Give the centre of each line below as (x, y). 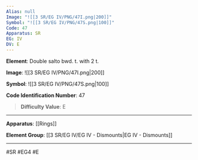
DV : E (13, 45)
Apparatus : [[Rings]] (32, 124)
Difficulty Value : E (43, 106)
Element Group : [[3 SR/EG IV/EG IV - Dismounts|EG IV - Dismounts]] (89, 135)
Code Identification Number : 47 (46, 95)
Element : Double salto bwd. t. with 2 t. (52, 61)
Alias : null (21, 11)
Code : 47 (17, 28)
